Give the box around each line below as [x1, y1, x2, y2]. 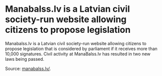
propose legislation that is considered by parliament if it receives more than [5, 46, 158, 51]
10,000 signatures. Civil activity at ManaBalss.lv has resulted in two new [5, 51, 151, 57]
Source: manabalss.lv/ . [5, 65, 51, 72]
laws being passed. [5, 56, 45, 62]
